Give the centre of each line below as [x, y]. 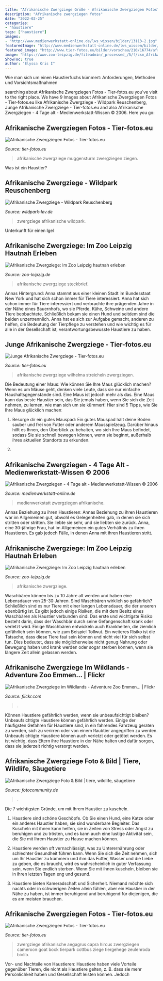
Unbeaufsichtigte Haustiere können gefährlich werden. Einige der [70, 720]
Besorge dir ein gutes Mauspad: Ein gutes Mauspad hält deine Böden [81, 420]
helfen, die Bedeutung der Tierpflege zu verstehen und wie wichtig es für [78, 324]
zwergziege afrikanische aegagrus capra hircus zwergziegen [78, 945]
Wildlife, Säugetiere [36, 769]
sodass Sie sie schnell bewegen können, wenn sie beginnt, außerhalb [81, 435]
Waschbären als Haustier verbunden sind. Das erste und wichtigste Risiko [79, 616]
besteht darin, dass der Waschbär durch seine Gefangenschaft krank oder [79, 621]
